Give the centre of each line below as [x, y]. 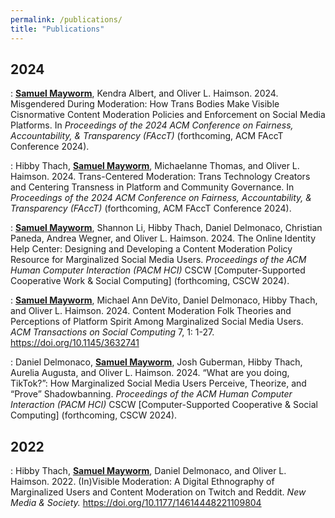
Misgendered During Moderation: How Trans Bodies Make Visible [145, 104]
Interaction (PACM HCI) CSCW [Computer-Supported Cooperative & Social [164, 405]
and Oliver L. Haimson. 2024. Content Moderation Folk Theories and [151, 311]
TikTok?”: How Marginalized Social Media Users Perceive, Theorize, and [158, 383]
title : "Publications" [57, 29]
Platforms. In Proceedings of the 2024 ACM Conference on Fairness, [152, 125]
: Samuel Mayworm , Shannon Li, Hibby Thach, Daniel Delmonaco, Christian [166, 228]
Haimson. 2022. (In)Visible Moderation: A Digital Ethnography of [142, 482]
